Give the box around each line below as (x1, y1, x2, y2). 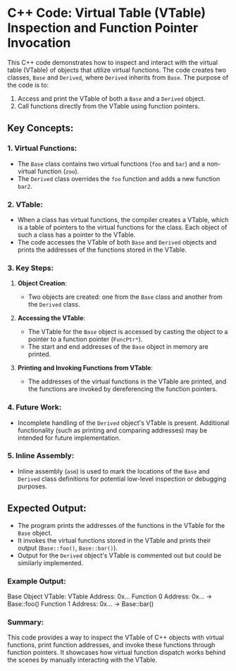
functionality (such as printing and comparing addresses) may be (17, 426, 208, 434)
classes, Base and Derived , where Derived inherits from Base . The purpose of (7, 73, 229, 82)
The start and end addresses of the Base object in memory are (27, 343, 209, 351)
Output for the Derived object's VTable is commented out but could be (17, 551, 222, 560)
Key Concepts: (7, 122, 74, 135)
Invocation (7, 35, 71, 51)
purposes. (17, 481, 48, 491)
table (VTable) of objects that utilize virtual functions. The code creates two (7, 66, 227, 74)
